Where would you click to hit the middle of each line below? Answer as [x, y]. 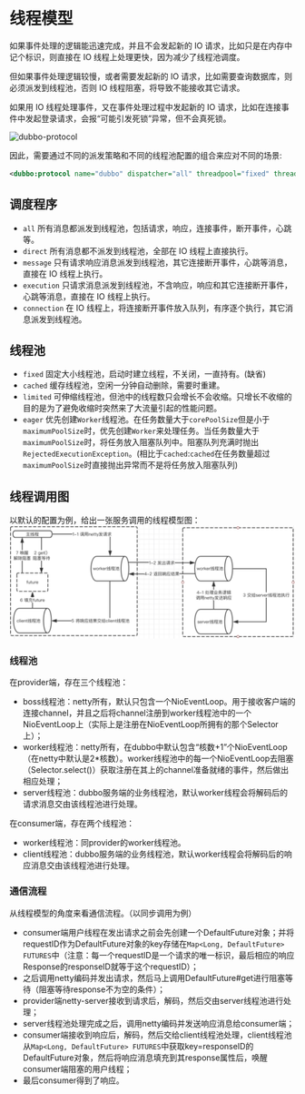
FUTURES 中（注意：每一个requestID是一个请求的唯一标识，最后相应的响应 [158, 955]
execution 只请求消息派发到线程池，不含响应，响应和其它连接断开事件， [157, 285]
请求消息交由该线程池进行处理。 [82, 804]
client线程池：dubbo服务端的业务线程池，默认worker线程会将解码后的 [153, 854]
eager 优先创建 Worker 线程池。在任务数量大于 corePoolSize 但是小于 [146, 420]
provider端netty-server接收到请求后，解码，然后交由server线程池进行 [153, 1000]
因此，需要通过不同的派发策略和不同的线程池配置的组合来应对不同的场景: [146, 155]
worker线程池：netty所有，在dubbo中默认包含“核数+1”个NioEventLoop [155, 747]
